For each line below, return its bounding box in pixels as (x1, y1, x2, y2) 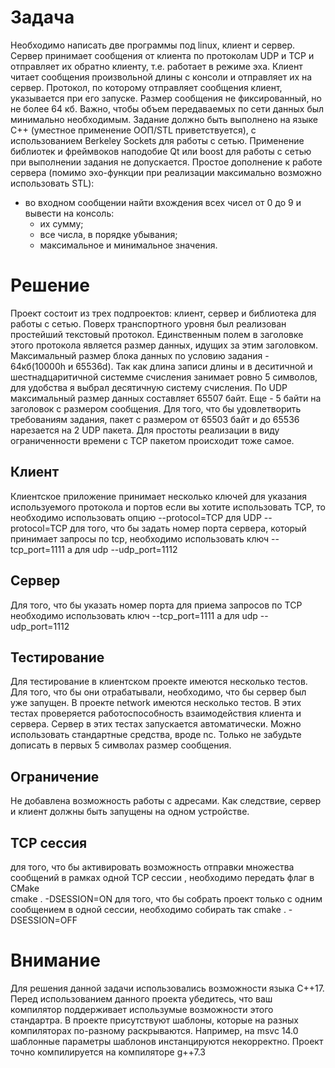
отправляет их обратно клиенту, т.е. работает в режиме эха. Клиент (10, 60, 303, 72)
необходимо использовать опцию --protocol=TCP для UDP (10, 511, 262, 523)
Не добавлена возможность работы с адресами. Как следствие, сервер (10, 795, 322, 807)
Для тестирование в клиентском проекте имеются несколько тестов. (10, 676, 308, 688)
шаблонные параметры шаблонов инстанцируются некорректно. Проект (10, 1035, 324, 1047)
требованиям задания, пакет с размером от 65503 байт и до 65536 (10, 413, 300, 425)
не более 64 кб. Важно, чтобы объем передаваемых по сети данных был (10, 102, 325, 115)
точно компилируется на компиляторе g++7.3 (10, 1046, 206, 1058)
